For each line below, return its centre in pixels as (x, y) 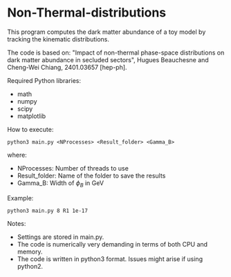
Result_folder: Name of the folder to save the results (91, 175)
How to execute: (30, 129)
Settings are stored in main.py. (61, 237)
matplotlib (31, 116)
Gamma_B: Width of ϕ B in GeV (61, 183)
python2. (30, 266)
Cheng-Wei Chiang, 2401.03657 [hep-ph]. (67, 67)
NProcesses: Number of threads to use (73, 168)
